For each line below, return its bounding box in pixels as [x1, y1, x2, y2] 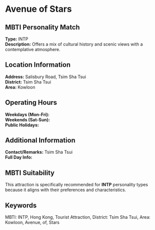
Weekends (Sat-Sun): [5, 116, 50, 122]
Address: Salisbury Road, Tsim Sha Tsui [5, 74, 86, 80]
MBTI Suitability [5, 169, 55, 177]
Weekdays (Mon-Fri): [5, 112, 50, 117]
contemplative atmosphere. [5, 47, 60, 52]
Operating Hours [5, 98, 57, 107]
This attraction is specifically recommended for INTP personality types [5, 182, 148, 188]
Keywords [5, 201, 37, 209]
